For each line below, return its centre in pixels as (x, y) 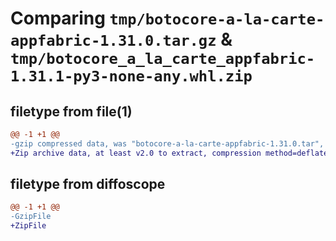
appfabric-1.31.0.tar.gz (113, 41)
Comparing (58, 18)
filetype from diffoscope (88, 184)
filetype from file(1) (71, 111)
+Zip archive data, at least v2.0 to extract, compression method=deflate (169, 153)
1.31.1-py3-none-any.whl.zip (131, 76)
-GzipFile (31, 217)
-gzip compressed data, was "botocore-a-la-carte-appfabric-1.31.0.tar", (167, 143)
